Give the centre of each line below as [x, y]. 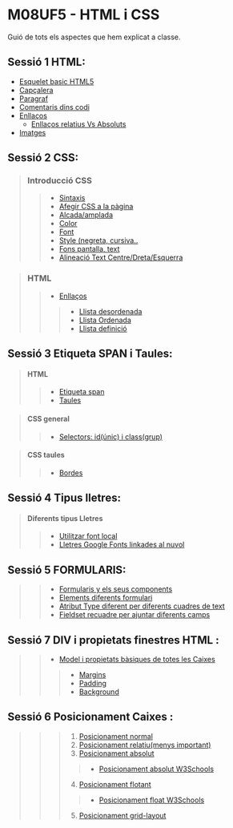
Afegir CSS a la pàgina [96, 207]
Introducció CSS [60, 180]
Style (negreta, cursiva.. [98, 240]
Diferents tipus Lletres [65, 518]
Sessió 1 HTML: [46, 62]
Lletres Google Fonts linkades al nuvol [122, 545]
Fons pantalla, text [89, 249]
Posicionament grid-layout [123, 815]
